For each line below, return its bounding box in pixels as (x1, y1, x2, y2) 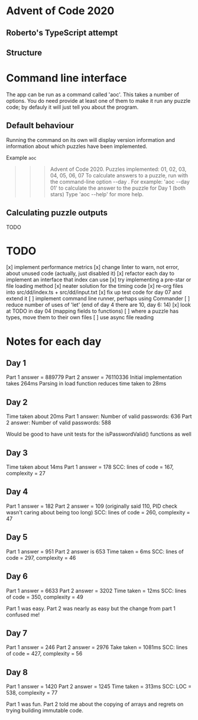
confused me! (6, 611, 40, 618)
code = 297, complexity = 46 (6, 554, 76, 561)
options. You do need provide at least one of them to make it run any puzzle (6, 97, 191, 104)
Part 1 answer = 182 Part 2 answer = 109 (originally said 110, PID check (6, 502, 178, 510)
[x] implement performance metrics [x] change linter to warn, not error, (6, 264, 179, 271)
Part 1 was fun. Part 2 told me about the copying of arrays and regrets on (6, 700, 184, 708)
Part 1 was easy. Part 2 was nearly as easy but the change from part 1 (6, 605, 176, 612)
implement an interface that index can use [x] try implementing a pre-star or (6, 276, 191, 283)
